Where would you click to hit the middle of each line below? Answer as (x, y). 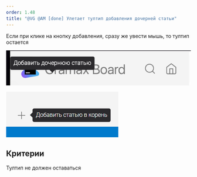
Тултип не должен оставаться (44, 168)
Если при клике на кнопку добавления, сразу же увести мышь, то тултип (98, 36)
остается (17, 42)
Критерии (25, 154)
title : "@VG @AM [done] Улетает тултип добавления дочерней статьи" (91, 18)
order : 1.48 (21, 12)
